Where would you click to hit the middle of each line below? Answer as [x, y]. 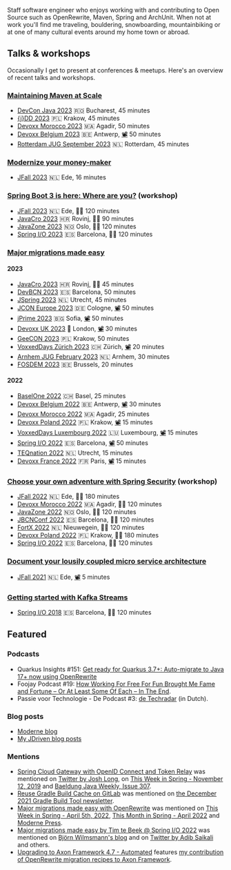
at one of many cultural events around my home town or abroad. [99, 32]
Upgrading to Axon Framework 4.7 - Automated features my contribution [120, 852]
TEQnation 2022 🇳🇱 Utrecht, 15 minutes [75, 453]
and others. [33, 845]
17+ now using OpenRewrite [57, 676]
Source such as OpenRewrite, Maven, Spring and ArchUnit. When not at [109, 17]
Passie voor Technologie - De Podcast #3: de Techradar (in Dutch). [112, 698]
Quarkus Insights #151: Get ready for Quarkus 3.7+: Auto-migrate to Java [120, 669]
